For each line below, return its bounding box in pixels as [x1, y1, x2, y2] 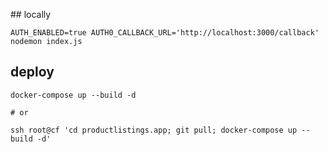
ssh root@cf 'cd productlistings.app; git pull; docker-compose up [10, 125, 298, 135]
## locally [10, 9, 52, 20]
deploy [10, 64, 55, 81]
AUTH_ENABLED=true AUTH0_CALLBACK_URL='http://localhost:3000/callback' [10, 28, 320, 38]
